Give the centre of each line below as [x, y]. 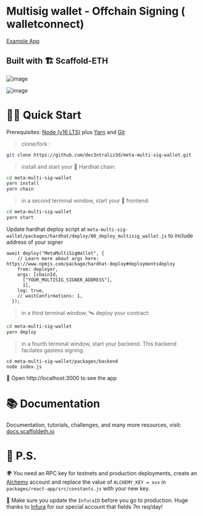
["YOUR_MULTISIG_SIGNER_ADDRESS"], [67, 280]
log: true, [31, 291]
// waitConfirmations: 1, [50, 296]
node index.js [24, 367]
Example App [23, 41]
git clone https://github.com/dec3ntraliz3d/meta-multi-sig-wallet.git [99, 155]
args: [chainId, [38, 274]
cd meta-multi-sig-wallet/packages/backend [62, 361]
